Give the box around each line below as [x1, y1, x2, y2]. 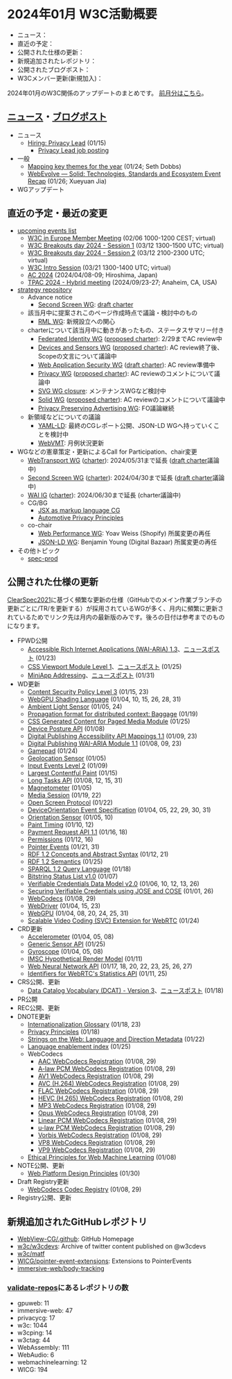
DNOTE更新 [17, 1012, 51, 1021]
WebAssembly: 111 [17, 1344, 69, 1352]
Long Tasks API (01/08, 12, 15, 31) [27, 776, 123, 785]
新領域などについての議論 [27, 413, 101, 421]
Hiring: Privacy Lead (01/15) [27, 138, 107, 147]
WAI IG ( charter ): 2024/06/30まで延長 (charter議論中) [27, 490, 181, 499]
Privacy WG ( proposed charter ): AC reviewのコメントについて [37, 369, 215, 377]
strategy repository [17, 286, 73, 294]
